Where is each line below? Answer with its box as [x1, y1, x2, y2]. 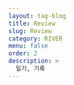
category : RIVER [8, 34, 63, 43]
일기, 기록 [15, 65, 46, 73]
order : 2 [8, 49, 38, 57]
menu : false [8, 42, 48, 50]
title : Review [8, 19, 56, 28]
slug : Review [8, 27, 52, 35]
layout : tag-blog [8, 11, 67, 20]
